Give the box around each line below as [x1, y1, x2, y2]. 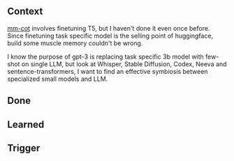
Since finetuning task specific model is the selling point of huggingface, [7, 31, 214, 40]
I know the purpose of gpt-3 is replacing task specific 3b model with [7, 52, 204, 61]
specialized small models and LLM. [7, 75, 108, 83]
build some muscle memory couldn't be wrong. [7, 38, 143, 47]
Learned [7, 118, 45, 130]
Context [7, 6, 43, 17]
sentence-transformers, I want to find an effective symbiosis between [7, 67, 208, 75]
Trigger [7, 142, 41, 154]
